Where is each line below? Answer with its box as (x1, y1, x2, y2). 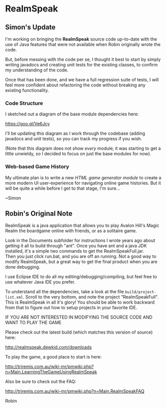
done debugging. (5, 264, 41, 270)
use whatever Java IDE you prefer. (5, 279, 76, 285)
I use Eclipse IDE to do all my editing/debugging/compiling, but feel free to (5, 274, 158, 280)
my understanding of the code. (5, 67, 69, 73)
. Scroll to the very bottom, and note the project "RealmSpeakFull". (23, 294, 159, 300)
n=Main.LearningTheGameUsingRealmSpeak (5, 369, 97, 375)
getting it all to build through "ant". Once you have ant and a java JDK (5, 243, 147, 249)
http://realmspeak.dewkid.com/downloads (5, 344, 92, 350)
